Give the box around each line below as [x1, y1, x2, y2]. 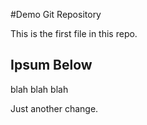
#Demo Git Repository [10, 9, 102, 20]
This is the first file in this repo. [10, 28, 138, 39]
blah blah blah [10, 83, 69, 95]
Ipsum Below [10, 57, 93, 74]
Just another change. [10, 102, 99, 114]
